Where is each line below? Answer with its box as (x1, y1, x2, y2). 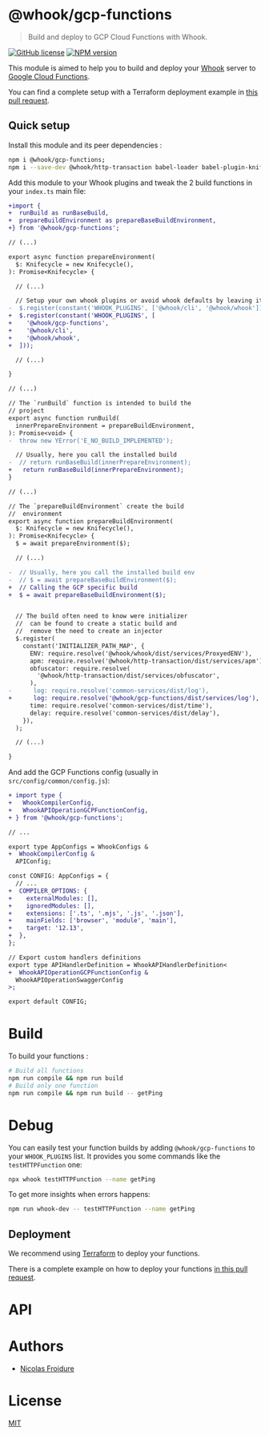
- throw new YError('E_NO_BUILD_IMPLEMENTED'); (8, 437, 174, 445)
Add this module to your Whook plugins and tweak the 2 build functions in (8, 178, 253, 187)
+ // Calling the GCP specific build (8, 583, 138, 591)
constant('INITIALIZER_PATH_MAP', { (22, 642, 146, 650)
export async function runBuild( (8, 414, 120, 422)
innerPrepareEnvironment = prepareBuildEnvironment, (15, 421, 195, 429)
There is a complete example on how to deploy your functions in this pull (8, 1264, 248, 1274)
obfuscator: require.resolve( (29, 664, 130, 672)
